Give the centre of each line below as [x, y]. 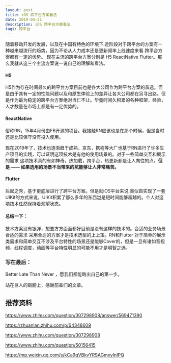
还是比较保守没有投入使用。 [34, 137]
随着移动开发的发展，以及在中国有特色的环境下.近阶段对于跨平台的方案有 [82, 44]
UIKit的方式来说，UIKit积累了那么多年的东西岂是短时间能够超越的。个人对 [82, 197]
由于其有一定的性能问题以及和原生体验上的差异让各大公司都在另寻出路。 [85, 94]
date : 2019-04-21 [24, 19]
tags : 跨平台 [18, 29]
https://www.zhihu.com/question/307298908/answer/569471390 [74, 316]
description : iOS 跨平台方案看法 [38, 24]
